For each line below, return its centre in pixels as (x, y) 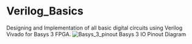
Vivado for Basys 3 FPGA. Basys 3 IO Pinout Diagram (96, 34)
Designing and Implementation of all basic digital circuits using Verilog (94, 28)
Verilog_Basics (45, 11)
